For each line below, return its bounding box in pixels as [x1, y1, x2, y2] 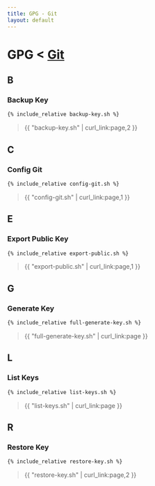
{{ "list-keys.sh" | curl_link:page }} [24, 401, 123, 409]
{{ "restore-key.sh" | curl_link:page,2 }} [24, 471, 137, 479]
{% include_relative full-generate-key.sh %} [7, 320, 141, 327]
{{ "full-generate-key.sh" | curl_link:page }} [24, 331, 148, 340]
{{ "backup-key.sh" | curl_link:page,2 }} [24, 123, 138, 132]
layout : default [7, 17, 54, 24]
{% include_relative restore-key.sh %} [7, 458, 123, 465]
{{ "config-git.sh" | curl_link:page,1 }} [24, 193, 131, 201]
